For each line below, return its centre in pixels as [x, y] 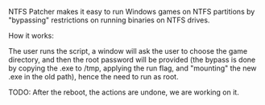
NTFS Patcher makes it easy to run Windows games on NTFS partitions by [132, 12]
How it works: [31, 36]
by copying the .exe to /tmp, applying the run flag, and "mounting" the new [132, 68]
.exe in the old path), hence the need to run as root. [93, 77]
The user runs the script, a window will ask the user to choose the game [128, 51]
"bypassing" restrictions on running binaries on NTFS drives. [109, 20]
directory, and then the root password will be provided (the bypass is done [132, 60]
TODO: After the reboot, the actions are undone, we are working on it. [124, 92]
